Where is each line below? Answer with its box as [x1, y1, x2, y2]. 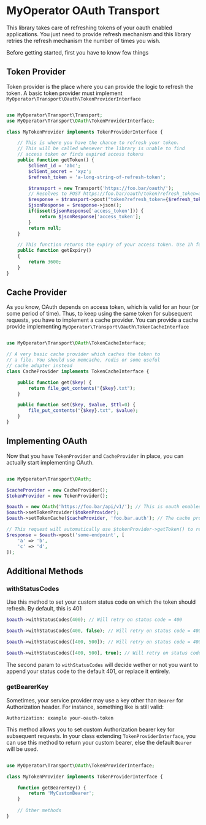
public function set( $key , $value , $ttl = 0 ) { [17, 402, 136, 408]
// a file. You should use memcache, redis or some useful [6, 357, 161, 363]
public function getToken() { [17, 157, 95, 163]
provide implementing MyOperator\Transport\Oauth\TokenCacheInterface [6, 323, 189, 330]
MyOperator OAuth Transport [6, 4, 160, 18]
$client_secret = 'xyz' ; [28, 168, 92, 175]
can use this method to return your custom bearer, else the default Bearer [6, 739, 192, 746]
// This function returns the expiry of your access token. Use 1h [17, 241, 193, 248]
